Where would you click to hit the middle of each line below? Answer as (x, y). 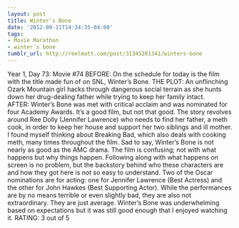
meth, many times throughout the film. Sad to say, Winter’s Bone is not (111, 142)
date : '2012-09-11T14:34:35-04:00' (60, 27)
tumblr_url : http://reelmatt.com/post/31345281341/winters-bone (105, 54)
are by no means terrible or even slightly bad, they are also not (99, 195)
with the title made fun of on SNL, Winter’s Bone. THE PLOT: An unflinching (118, 81)
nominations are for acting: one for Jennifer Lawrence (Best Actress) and (115, 180)
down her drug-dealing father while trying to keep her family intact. (106, 96)
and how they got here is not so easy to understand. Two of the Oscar (110, 172)
